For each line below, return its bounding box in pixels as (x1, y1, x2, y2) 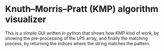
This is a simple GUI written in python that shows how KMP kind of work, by (5, 30, 160, 36)
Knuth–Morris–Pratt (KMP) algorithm (5, 3, 159, 15)
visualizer (5, 14, 46, 25)
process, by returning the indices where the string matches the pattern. (5, 40, 151, 46)
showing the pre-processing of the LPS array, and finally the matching (5, 35, 148, 41)
